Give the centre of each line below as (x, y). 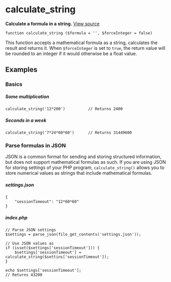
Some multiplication (27, 97)
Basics (14, 84)
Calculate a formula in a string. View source (53, 24)
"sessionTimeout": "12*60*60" (47, 202)
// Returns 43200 (24, 275)
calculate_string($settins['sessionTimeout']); (57, 257)
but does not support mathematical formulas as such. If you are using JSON (85, 162)
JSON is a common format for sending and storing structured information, (83, 157)
